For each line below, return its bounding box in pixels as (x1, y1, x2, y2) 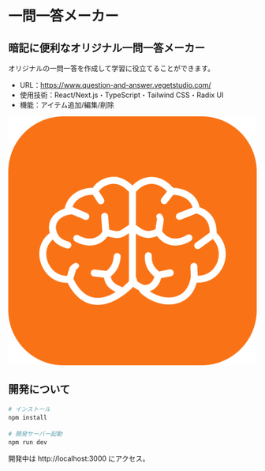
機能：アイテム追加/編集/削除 (19, 100, 114, 109)
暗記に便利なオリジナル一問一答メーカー (8, 41, 205, 55)
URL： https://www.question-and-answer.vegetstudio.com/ (19, 81, 211, 89)
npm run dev (8, 439, 47, 447)
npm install (8, 413, 47, 421)
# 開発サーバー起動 (8, 430, 63, 439)
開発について (8, 382, 71, 396)
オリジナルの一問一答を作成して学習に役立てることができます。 (8, 64, 215, 73)
